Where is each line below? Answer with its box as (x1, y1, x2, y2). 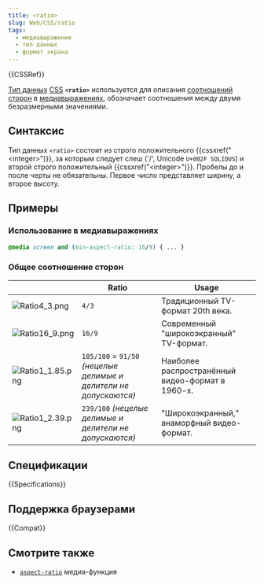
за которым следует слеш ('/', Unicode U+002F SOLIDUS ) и (55, 153, 244, 163)
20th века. (192, 305, 233, 316)
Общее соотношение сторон (8, 261, 124, 272)
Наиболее (160, 355, 200, 366)
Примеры (8, 201, 59, 215)
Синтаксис (8, 124, 64, 138)
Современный (160, 318, 216, 329)
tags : (8, 26, 26, 34)
